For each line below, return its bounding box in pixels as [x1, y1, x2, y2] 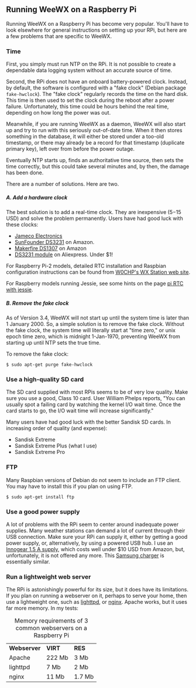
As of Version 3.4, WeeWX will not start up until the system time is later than [6, 314, 189, 321]
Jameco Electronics [14, 232, 63, 239]
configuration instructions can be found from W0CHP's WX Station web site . [6, 269, 191, 276]
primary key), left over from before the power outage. [6, 146, 135, 153]
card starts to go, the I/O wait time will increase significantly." [6, 407, 154, 414]
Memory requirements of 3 [14, 617, 89, 625]
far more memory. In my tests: [6, 605, 79, 612]
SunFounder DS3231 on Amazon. [14, 239, 95, 246]
